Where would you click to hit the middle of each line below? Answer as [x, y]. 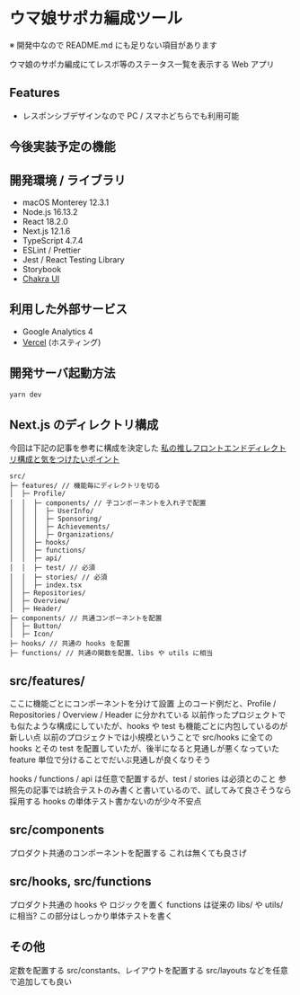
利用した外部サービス [68, 310]
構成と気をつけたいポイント [68, 459]
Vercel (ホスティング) [62, 342]
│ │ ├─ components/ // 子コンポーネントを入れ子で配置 [108, 503]
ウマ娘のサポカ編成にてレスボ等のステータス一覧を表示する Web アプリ [142, 64]
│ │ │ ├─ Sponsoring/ [56, 519]
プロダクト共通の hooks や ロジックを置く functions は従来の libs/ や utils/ [146, 904]
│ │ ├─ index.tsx [46, 585]
